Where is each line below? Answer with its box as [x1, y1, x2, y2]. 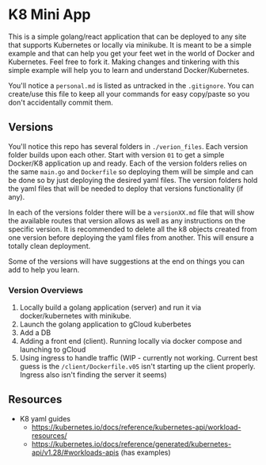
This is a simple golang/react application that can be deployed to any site [8, 32, 247, 41]
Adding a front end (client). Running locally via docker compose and [19, 337, 242, 346]
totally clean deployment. [8, 241, 91, 250]
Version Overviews [8, 284, 83, 295]
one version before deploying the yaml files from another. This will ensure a [8, 232, 255, 242]
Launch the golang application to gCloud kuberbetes [19, 319, 192, 330]
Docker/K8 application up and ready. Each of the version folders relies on [8, 158, 248, 168]
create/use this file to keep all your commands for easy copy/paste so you [8, 89, 250, 98]
